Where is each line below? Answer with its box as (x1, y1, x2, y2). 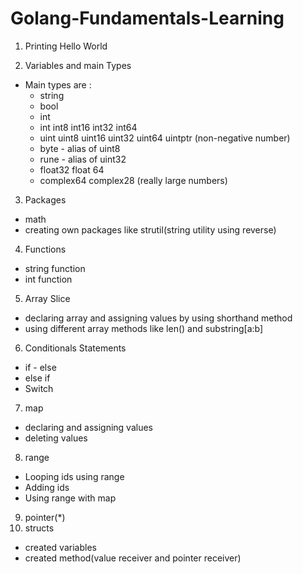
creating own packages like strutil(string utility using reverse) (24, 223, 277, 236)
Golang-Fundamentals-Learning (10, 7, 285, 30)
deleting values (24, 432, 88, 444)
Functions (24, 243, 67, 255)
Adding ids (24, 481, 70, 493)
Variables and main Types (24, 59, 132, 71)
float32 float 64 (39, 163, 105, 176)
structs (24, 522, 55, 534)
